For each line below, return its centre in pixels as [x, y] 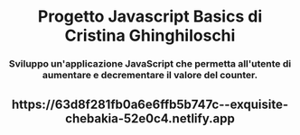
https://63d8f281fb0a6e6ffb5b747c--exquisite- [150, 104]
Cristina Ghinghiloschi [150, 36]
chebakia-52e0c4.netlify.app [150, 118]
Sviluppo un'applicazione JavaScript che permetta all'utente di [150, 64]
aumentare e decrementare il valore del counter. [150, 76]
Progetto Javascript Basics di [150, 17]
